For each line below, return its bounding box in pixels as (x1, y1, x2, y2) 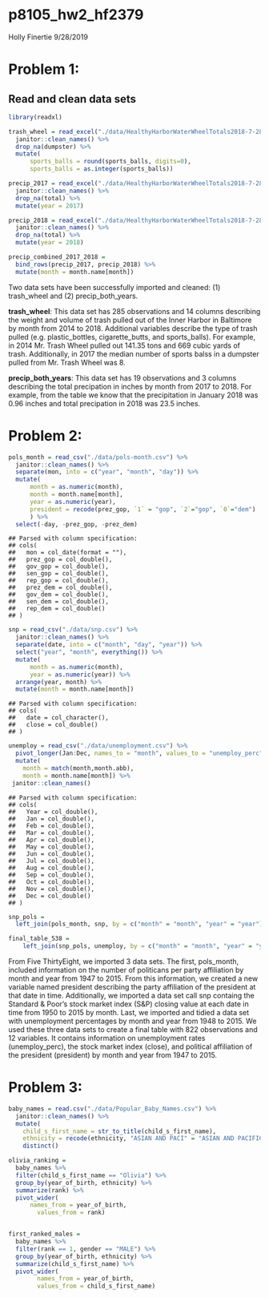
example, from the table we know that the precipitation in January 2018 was (8, 390, 259, 400)
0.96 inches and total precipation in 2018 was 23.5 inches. (8, 398, 201, 408)
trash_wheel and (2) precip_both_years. (8, 291, 139, 300)
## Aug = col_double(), (8, 864, 94, 872)
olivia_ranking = (8, 1156, 66, 1165)
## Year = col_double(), (8, 808, 98, 816)
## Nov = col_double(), (8, 885, 94, 893)
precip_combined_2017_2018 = (8, 253, 106, 261)
